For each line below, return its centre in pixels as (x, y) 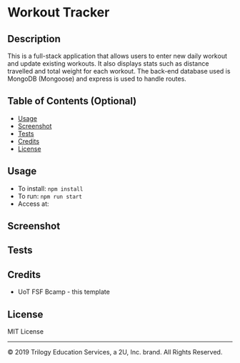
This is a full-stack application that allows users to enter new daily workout (117, 56)
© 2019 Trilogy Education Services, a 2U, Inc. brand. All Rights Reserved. (115, 352)
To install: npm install (50, 188)
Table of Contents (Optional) (72, 101)
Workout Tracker (59, 13)
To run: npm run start (50, 196)
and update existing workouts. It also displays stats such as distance (108, 64)
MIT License (26, 332)
